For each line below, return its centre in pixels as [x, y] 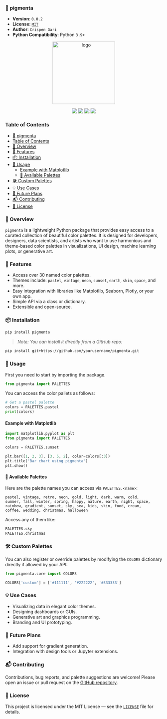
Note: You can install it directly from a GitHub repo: [70, 342]
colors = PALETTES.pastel [32, 407]
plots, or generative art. [29, 251]
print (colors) [20, 412]
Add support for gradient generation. [50, 646]
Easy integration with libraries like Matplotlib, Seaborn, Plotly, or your [83, 291]
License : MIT [25, 24]
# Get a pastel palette [30, 402]
